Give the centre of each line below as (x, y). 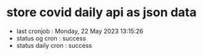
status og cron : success (51, 38)
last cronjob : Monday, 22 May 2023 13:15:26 (80, 31)
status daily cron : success (54, 45)
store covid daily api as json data (101, 12)
